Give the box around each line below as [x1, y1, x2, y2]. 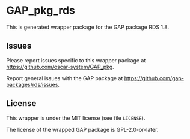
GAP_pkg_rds [6, 4, 75, 17]
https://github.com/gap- [124, 74, 185, 81]
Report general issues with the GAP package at [6, 74, 123, 81]
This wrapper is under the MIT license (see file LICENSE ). [6, 114, 146, 122]
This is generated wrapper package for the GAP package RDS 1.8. [6, 23, 170, 31]
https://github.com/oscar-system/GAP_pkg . [6, 63, 114, 70]
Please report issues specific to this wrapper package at [6, 56, 146, 64]
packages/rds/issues [6, 81, 58, 88]
